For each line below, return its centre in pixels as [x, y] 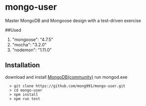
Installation [22, 65]
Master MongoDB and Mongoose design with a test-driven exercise [73, 21]
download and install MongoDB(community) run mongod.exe [66, 77]
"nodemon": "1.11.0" [32, 50]
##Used [13, 30]
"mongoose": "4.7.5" [33, 39]
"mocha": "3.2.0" [30, 44]
